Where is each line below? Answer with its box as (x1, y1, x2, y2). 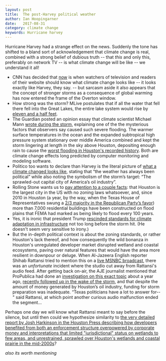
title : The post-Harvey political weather (5, 12, 96, 17)
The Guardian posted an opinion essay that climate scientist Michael (12, 116, 152, 122)
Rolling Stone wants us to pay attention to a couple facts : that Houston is (12, 184, 161, 190)
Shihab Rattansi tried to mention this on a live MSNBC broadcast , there (12, 257, 157, 263)
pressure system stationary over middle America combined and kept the (12, 137, 160, 143)
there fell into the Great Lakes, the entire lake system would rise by (12, 106, 148, 111)
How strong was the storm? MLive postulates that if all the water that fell (12, 101, 160, 106)
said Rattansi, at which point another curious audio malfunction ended (15, 294, 159, 300)
